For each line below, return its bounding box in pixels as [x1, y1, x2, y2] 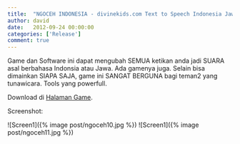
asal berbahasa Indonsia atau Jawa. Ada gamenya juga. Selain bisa [7, 64, 206, 73]
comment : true [7, 37, 50, 44]
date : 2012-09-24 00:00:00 [7, 24, 94, 31]
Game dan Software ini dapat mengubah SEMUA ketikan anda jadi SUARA [7, 56, 225, 65]
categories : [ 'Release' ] [7, 30, 81, 38]
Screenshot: [7, 107, 44, 115]
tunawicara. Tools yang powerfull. [7, 79, 107, 88]
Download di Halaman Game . [7, 93, 93, 102]
